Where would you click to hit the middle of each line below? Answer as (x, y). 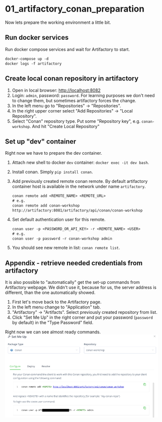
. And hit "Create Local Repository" (65, 126)
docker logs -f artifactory (33, 64)
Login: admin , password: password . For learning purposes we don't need (83, 95)
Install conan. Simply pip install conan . (52, 172)
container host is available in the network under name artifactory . (79, 187)
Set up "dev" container (41, 141)
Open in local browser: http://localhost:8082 (56, 90)
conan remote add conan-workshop (46, 206)
